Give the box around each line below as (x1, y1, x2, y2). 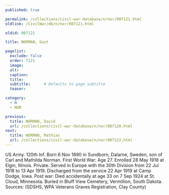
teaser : (10, 87, 26, 92)
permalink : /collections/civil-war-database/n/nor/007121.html (5, 16, 142, 22)
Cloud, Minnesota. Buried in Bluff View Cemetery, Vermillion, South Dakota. (5, 178, 163, 184)
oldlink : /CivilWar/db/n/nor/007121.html (5, 21, 94, 26)
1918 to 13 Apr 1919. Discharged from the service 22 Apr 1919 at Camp (5, 168, 151, 174)
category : (5, 96, 26, 101)
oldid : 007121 (5, 30, 36, 35)
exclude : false (10, 54, 42, 59)
